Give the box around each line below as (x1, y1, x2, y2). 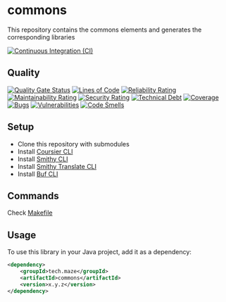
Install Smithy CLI (17, 154, 68, 163)
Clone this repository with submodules (17, 139, 130, 148)
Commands (7, 189, 60, 202)
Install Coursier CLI (17, 147, 73, 156)
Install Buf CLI (17, 170, 58, 178)
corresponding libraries (7, 32, 75, 41)
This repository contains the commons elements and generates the (7, 25, 202, 34)
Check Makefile (7, 208, 53, 217)
